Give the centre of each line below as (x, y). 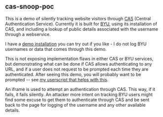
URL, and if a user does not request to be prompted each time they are (77, 69)
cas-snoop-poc (30, 7)
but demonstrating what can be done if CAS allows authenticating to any (79, 64)
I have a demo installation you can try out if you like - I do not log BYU (76, 44)
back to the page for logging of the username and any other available (76, 105)
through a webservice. (28, 34)
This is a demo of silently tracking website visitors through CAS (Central (78, 18)
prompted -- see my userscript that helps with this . (57, 79)
